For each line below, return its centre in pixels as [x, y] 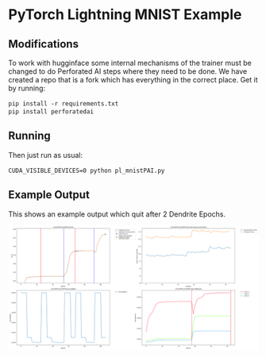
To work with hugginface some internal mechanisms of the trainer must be [130, 63]
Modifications [44, 44]
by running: [27, 88]
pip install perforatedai [51, 112]
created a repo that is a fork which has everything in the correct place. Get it [133, 80]
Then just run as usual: [46, 155]
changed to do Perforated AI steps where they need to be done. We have [128, 71]
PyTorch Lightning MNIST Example [125, 15]
